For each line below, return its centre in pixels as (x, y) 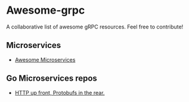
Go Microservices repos (52, 79)
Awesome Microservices (45, 59)
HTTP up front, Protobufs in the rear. (60, 93)
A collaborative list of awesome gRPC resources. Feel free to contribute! (95, 27)
